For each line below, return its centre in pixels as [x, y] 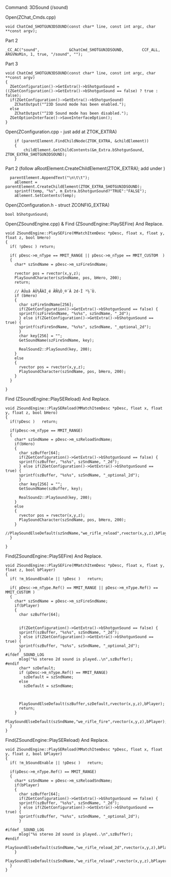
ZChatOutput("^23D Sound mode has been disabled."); [72, 113]
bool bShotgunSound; [27, 214]
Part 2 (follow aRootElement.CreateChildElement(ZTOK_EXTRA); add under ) [85, 168]
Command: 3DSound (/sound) [37, 7]
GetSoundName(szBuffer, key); [51, 489]
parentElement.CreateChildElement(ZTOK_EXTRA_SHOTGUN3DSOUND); [74, 187]
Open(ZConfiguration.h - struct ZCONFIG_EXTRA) [58, 205]
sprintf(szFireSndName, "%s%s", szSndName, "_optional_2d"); [85, 327]
